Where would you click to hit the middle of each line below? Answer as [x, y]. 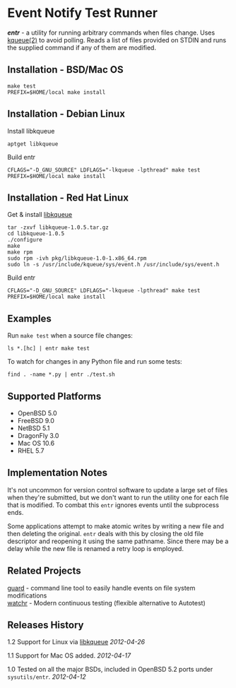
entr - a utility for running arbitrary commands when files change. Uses [111, 32]
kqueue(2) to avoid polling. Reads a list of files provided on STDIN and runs [117, 40]
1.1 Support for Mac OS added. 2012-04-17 [69, 656]
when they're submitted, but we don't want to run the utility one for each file [118, 497]
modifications [27, 595]
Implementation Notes [58, 473]
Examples [29, 318]
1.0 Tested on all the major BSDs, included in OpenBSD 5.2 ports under [110, 670]
